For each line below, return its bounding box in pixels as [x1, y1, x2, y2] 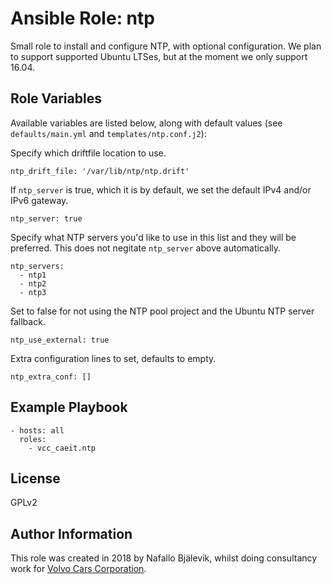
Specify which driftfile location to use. [10, 147, 167, 159]
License [10, 470, 61, 487]
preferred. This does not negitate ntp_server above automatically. [10, 242, 282, 254]
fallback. [10, 315, 46, 327]
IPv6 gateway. [10, 194, 69, 206]
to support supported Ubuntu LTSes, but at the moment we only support [10, 50, 308, 62]
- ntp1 [19, 270, 47, 280]
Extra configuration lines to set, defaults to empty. [10, 352, 217, 364]
